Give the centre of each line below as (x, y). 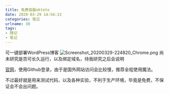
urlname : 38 (18, 24)
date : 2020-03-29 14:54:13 (33, 14)
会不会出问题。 (25, 86)
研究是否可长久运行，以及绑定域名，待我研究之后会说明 (67, 58)
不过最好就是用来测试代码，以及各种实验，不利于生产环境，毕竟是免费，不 (82, 80)
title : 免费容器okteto (27, 10)
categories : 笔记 (23, 19)
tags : (11, 28)
